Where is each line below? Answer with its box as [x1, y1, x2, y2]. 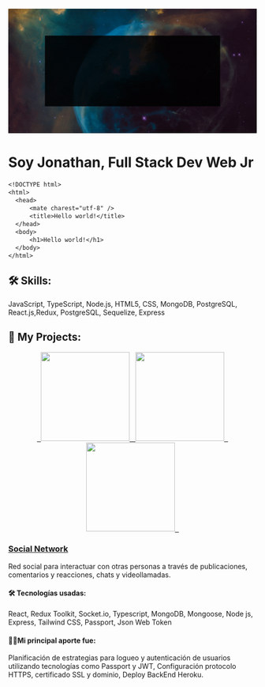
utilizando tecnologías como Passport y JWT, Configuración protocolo [8, 662, 237, 671]
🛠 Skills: [8, 274, 52, 288]
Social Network [8, 543, 69, 554]
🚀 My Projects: [8, 330, 81, 344]
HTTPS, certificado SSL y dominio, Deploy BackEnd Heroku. [8, 670, 203, 680]
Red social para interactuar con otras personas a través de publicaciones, [8, 561, 248, 571]
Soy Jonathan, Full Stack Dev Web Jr [8, 153, 254, 172]
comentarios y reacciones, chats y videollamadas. [8, 570, 171, 579]
